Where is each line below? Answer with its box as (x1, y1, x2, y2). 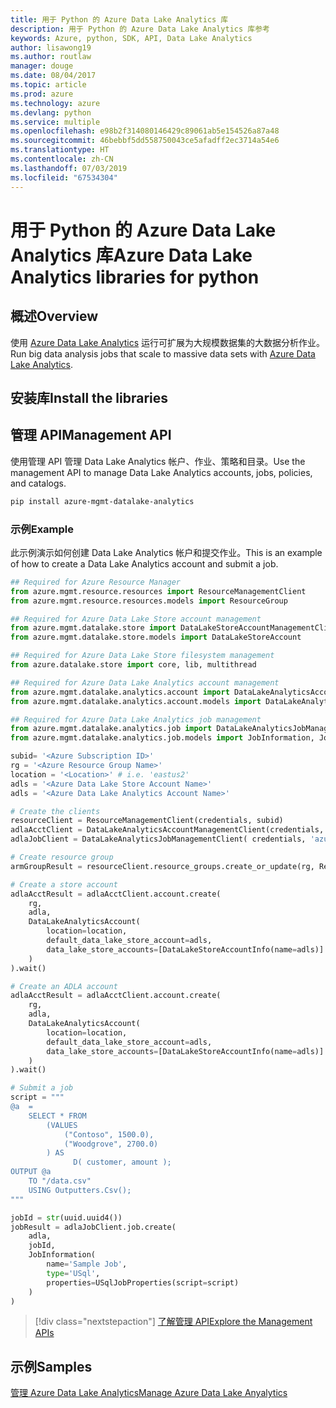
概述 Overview (10, 308, 99, 325)
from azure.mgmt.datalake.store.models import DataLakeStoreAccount (10, 632, 302, 643)
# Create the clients (10, 806, 101, 816)
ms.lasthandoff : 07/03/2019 (10, 163, 128, 173)
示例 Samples (10, 1358, 93, 1375)
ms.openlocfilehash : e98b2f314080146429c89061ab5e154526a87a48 (10, 126, 280, 136)
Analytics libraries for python (10, 266, 260, 288)
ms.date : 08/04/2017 (10, 71, 97, 81)
